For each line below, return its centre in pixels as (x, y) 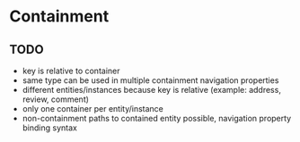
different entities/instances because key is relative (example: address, (151, 90)
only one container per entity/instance (93, 109)
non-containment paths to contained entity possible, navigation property (157, 118)
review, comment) (56, 99)
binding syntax (50, 128)
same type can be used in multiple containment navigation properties (150, 80)
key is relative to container (71, 71)
